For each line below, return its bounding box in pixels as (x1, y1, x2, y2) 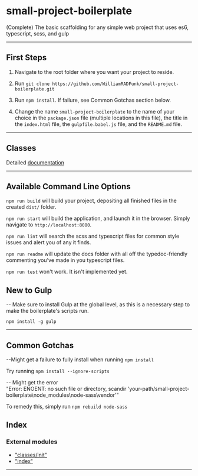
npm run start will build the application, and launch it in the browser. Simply (6, 215, 190, 222)
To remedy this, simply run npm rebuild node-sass (6, 403, 128, 410)
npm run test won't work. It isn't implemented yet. (6, 268, 128, 276)
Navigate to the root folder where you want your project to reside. (14, 68, 174, 75)
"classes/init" (14, 451, 47, 458)
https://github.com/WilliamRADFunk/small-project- (52, 81, 179, 87)
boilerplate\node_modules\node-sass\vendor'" (6, 391, 119, 399)
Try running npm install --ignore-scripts (6, 368, 110, 374)
